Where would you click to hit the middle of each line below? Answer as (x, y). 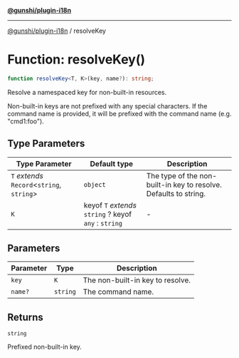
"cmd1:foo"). (26, 121)
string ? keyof (108, 214)
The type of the (172, 175)
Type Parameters (46, 144)
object (95, 184)
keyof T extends (110, 205)
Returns (26, 317)
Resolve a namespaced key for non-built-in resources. (87, 92)
